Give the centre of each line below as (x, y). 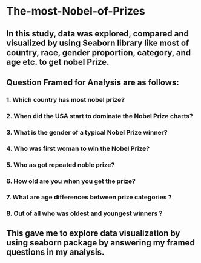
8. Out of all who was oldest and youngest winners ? (84, 213)
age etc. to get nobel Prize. (58, 62)
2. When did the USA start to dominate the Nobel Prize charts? (100, 116)
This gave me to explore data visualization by (93, 233)
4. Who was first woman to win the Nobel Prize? (78, 148)
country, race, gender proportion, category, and (99, 52)
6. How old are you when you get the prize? (71, 181)
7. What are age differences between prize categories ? (89, 197)
